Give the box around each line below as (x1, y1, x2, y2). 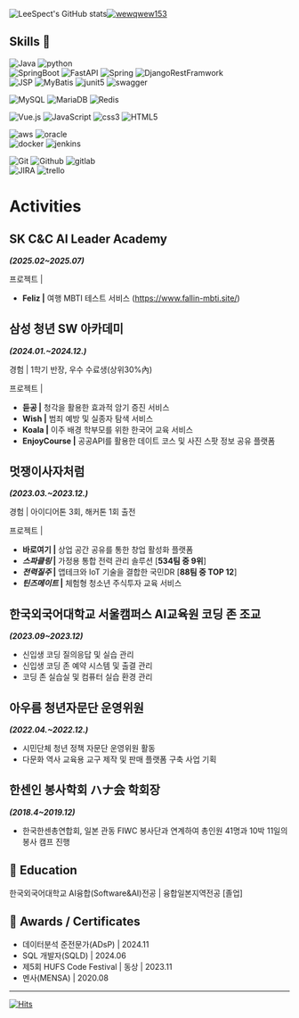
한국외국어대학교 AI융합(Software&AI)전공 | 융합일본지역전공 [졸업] (9, 888, 243, 898)
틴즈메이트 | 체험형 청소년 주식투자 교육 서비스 (21, 578, 182, 589)
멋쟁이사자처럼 (9, 464, 85, 479)
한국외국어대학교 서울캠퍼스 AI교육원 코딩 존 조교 (9, 607, 262, 622)
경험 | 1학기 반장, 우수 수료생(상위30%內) (9, 364, 153, 375)
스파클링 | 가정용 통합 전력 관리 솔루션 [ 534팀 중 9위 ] (21, 556, 206, 567)
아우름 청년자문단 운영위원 (9, 700, 144, 716)
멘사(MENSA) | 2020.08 (21, 972, 109, 983)
